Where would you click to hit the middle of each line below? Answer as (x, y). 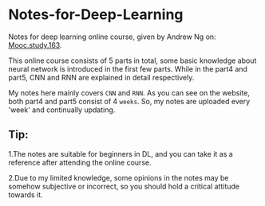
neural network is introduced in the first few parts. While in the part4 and (128, 68)
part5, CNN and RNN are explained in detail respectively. (101, 77)
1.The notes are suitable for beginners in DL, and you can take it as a (121, 154)
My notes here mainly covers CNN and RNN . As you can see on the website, (129, 92)
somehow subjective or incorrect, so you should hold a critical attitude (124, 186)
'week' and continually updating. (62, 110)
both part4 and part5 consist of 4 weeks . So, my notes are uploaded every (129, 101)
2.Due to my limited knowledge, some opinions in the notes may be (119, 177)
